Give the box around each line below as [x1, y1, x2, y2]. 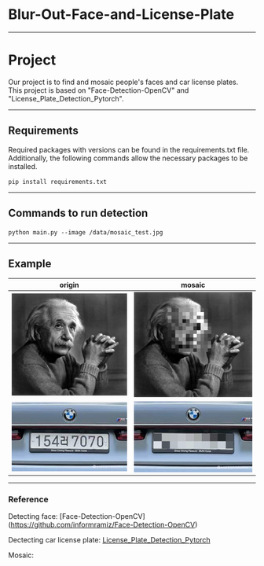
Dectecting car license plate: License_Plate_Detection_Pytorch [8, 535, 211, 545]
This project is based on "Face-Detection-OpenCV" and [8, 85, 189, 95]
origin [59, 280, 80, 289]
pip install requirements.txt [8, 178, 108, 186]
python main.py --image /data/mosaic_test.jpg [8, 228, 163, 237]
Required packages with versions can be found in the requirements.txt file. [8, 145, 250, 154]
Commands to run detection [8, 207, 148, 220]
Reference [8, 494, 49, 505]
